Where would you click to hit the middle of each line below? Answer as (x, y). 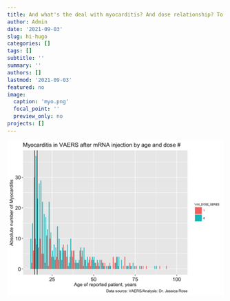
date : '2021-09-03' (35, 29)
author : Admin (28, 22)
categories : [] (29, 44)
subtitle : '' (26, 59)
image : (17, 94)
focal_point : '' (36, 109)
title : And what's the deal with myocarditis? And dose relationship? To (115, 14)
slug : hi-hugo (28, 37)
